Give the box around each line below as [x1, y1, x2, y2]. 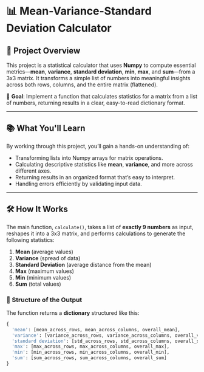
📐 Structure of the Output [6, 295, 83, 304]
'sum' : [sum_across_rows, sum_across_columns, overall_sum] [12, 355, 167, 361]
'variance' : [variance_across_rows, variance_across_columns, [12, 332, 172, 339]
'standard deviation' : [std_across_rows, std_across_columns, [12, 338, 172, 344]
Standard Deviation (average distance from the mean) [15, 261, 152, 268]
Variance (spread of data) [15, 254, 81, 261]
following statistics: [6, 236, 55, 243]
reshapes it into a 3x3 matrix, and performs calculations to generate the [6, 230, 186, 237]
